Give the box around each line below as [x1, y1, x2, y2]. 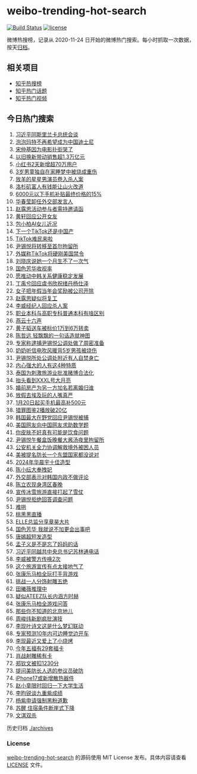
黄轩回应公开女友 [15, 213, 58, 220]
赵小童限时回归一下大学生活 [15, 682, 84, 689]
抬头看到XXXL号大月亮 [15, 377, 71, 384]
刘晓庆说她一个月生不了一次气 [15, 257, 89, 265]
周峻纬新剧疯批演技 [15, 615, 63, 622]
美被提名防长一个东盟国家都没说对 [15, 451, 99, 458]
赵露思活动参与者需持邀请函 [15, 205, 84, 212]
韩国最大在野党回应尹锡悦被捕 [15, 414, 89, 421]
